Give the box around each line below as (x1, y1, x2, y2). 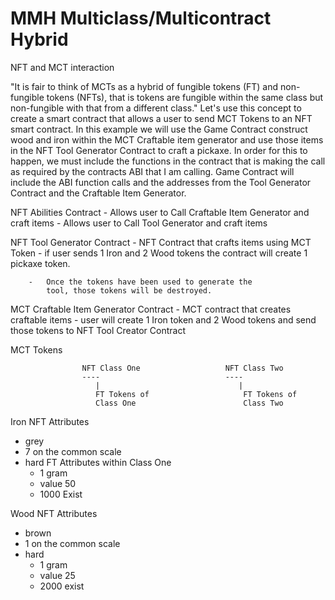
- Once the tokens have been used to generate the (28, 277, 253, 287)
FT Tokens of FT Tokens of (95, 389, 298, 399)
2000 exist (39, 580, 85, 592)
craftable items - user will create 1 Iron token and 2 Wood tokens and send (10, 313, 317, 326)
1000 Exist (39, 488, 83, 500)
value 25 (39, 569, 76, 581)
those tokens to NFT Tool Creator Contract (10, 324, 186, 336)
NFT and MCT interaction (10, 61, 115, 73)
